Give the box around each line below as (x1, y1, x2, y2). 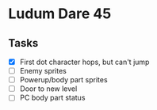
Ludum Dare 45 (8, 5, 112, 23)
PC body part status (19, 93, 86, 103)
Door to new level (19, 84, 78, 93)
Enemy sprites (19, 66, 67, 76)
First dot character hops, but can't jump (19, 57, 150, 66)
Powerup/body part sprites (19, 75, 109, 85)
